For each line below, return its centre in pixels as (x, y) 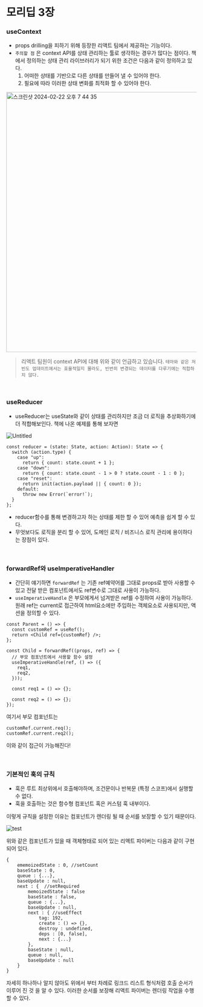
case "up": (31, 457)
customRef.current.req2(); (40, 734)
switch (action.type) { (41, 452)
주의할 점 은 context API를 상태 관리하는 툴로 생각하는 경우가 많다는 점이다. (102, 53)
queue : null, (46, 955)
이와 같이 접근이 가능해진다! (39, 745)
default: (28, 489)
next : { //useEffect (55, 913)
